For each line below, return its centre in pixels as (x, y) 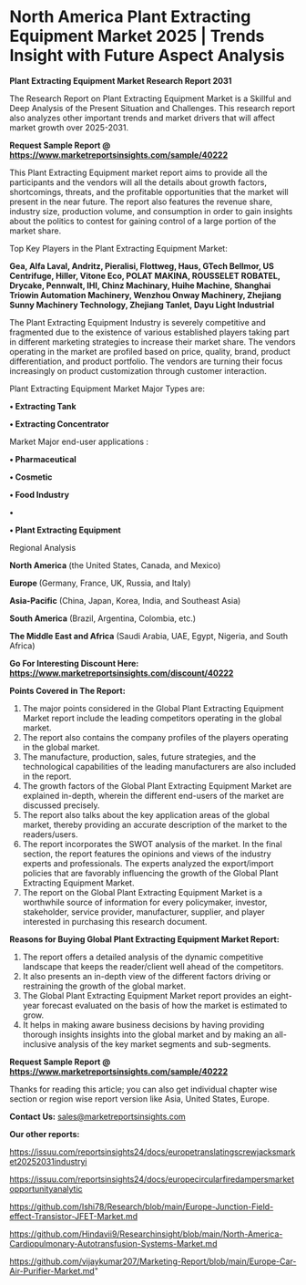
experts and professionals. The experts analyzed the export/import (148, 863)
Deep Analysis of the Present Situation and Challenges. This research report (153, 108)
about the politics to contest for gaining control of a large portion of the (143, 221)
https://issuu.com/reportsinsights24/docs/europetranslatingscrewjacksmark (153, 1152)
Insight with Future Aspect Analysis (147, 56)
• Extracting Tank (43, 406)
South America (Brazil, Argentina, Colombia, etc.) (103, 618)
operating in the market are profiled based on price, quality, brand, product (150, 351)
